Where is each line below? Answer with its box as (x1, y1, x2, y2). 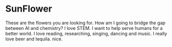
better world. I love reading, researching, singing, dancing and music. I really (5, 30, 167, 36)
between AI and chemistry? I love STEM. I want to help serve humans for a (5, 25, 163, 31)
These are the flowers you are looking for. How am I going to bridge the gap (5, 20, 166, 26)
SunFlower (5, 3, 52, 15)
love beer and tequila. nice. (5, 36, 63, 42)
